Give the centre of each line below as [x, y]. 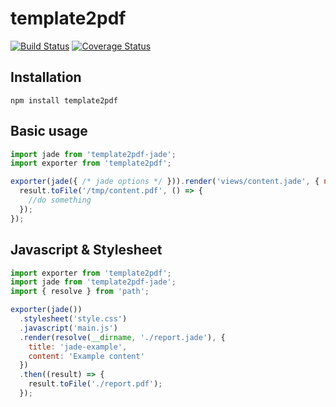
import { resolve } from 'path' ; [80, 292]
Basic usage [49, 131]
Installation [46, 77]
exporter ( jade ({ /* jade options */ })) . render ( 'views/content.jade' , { [165, 182]
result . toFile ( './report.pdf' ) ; [95, 384]
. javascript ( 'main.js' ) [68, 328]
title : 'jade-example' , [78, 347]
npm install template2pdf [64, 100]
